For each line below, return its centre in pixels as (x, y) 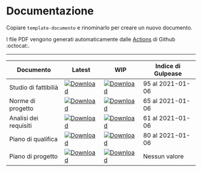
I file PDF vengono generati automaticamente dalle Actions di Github (91, 39)
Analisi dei (24, 118)
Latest (81, 70)
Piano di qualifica (34, 139)
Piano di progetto (34, 156)
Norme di (23, 101)
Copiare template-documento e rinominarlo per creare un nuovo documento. (99, 28)
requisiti (20, 125)
